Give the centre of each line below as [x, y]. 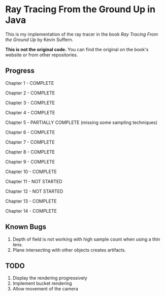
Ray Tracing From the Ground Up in [80, 9]
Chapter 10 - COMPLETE [31, 172]
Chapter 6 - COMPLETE [30, 132]
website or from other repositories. [42, 55]
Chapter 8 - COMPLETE [30, 152]
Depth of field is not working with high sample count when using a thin [86, 239]
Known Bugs [26, 227]
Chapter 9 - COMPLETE [30, 161]
